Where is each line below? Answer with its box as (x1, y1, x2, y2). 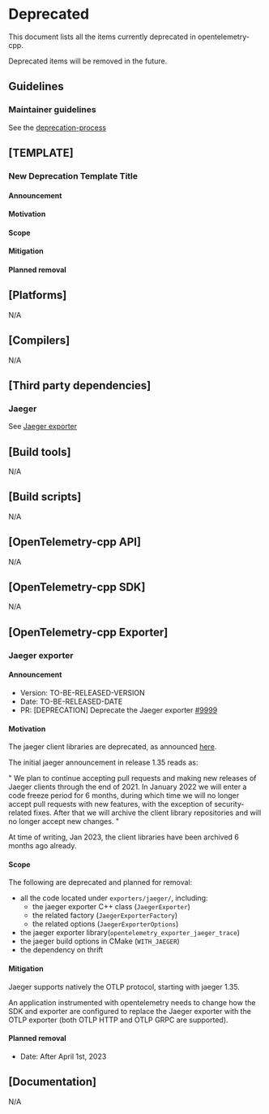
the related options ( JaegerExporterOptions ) (32, 919, 179, 929)
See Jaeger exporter (8, 422, 78, 431)
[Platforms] (8, 288, 67, 302)
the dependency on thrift (19, 945, 104, 955)
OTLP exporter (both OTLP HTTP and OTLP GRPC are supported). (8, 1015, 228, 1025)
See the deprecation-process (8, 123, 107, 132)
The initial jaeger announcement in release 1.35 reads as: (8, 757, 199, 768)
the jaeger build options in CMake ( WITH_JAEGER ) (19, 936, 180, 947)
